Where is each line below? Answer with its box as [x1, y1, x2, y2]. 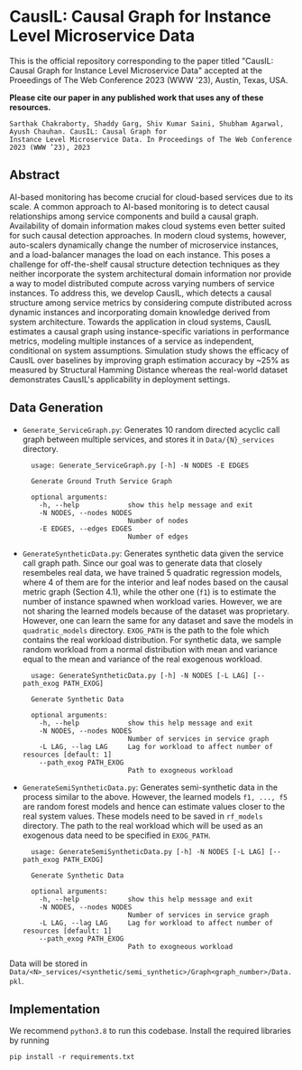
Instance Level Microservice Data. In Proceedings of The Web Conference [9, 135, 293, 144]
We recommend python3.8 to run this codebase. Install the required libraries [9, 1026, 291, 1037]
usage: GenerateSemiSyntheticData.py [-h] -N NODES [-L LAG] [31, 847, 266, 856]
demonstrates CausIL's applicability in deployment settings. [9, 373, 231, 385]
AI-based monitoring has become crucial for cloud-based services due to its [9, 192, 294, 202]
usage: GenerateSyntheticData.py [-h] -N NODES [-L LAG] [31, 671, 250, 680]
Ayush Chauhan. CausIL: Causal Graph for [9, 127, 168, 136]
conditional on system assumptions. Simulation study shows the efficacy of [9, 345, 289, 356]
